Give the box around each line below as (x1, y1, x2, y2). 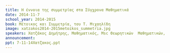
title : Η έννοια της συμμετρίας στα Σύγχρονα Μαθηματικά (5, 7, 129, 13)
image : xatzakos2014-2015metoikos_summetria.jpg (5, 26, 111, 31)
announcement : (5, 36, 36, 41)
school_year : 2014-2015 (5, 17, 56, 22)
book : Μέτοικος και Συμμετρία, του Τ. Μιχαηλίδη (5, 21, 111, 27)
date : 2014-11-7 (5, 12, 40, 17)
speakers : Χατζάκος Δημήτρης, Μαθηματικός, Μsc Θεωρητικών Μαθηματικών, (5, 31, 166, 36)
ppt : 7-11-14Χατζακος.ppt (5, 40, 60, 45)
